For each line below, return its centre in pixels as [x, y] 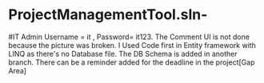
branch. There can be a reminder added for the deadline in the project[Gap [132, 62]
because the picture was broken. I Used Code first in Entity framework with [132, 45]
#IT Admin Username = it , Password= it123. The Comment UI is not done [129, 37]
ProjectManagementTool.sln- [108, 15]
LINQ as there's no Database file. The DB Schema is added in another [123, 53]
